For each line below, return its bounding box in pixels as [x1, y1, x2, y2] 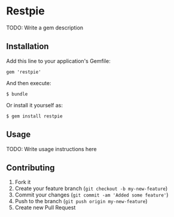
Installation [6, 41, 49, 52]
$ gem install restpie [6, 113, 63, 119]
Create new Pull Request [14, 204, 76, 211]
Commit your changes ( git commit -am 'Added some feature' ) [14, 191, 169, 198]
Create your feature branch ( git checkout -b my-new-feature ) [14, 185, 168, 192]
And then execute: [6, 79, 51, 86]
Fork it [14, 179, 31, 186]
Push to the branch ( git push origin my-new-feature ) [14, 198, 148, 205]
